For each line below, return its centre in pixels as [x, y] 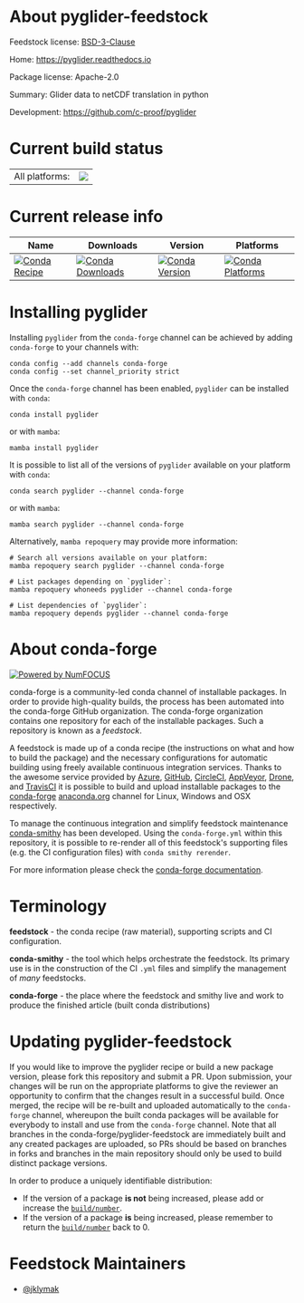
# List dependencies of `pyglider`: [78, 605]
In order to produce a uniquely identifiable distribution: [111, 1181]
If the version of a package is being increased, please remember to [147, 1217]
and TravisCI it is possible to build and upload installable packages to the [145, 787]
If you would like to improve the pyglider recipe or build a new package [142, 1067]
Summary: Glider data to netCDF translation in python [109, 94]
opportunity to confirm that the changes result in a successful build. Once [147, 1095]
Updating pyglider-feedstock [121, 1042]
